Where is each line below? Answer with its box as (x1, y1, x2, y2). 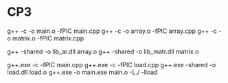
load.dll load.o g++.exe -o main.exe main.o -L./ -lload (7, 68, 158, 76)
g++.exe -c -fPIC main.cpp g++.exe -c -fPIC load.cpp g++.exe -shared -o (7, 60, 216, 69)
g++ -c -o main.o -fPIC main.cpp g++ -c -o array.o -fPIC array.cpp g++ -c (7, 27, 218, 35)
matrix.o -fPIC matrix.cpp (12, 34, 84, 42)
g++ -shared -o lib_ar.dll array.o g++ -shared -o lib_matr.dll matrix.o (7, 47, 199, 56)
